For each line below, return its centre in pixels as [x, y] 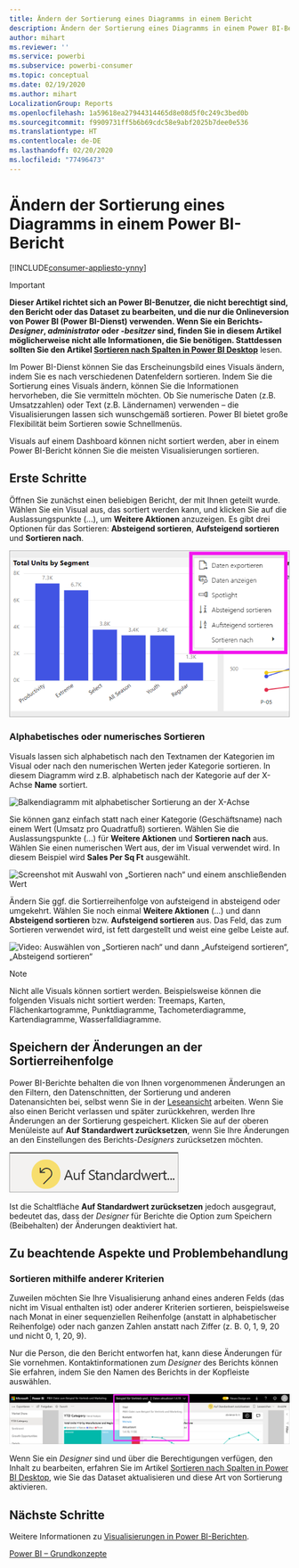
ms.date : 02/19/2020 [48, 85]
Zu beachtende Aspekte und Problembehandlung [149, 1254]
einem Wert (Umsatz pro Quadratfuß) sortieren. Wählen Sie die [125, 828]
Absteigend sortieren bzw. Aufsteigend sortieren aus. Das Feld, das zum [145, 920]
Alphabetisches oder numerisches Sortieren [107, 737]
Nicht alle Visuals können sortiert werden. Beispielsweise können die [135, 990]
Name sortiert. [61, 784]
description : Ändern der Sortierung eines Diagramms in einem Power [139, 28]
